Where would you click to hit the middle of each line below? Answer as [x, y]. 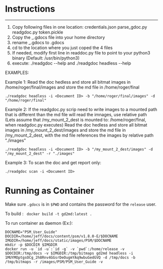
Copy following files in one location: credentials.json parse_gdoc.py [80, 27]
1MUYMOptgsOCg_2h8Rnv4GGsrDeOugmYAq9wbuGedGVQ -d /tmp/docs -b [70, 257]
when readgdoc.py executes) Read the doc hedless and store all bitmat [76, 125]
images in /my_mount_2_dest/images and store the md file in [65, 130]
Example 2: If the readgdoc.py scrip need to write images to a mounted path [81, 109]
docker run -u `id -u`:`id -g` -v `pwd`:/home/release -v [65, 249]
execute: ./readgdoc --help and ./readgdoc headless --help [72, 63]
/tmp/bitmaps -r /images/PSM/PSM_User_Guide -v [54, 262]
